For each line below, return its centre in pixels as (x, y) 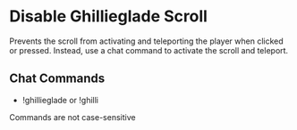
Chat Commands (57, 79)
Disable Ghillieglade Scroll (109, 16)
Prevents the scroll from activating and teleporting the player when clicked (146, 41)
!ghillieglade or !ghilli (60, 100)
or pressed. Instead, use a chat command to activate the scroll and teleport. (149, 50)
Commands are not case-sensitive (72, 117)
